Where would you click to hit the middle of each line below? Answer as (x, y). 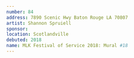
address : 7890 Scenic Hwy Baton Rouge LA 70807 (67, 18)
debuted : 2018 (24, 40)
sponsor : (17, 29)
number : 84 (20, 12)
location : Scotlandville (37, 34)
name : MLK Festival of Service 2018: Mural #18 (67, 46)
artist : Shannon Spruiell (39, 23)
